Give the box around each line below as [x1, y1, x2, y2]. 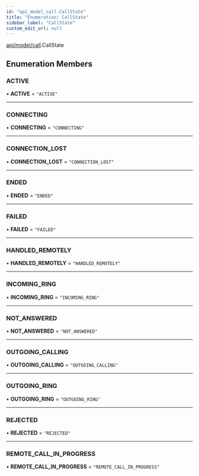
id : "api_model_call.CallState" [6, 8, 86, 15]
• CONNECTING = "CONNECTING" [6, 124, 85, 131]
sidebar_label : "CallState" [6, 20, 76, 26]
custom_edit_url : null [6, 25, 62, 31]
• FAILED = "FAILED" [6, 226, 56, 233]
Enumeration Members [6, 59, 93, 69]
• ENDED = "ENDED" [6, 191, 53, 199]
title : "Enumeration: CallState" [6, 14, 89, 20]
